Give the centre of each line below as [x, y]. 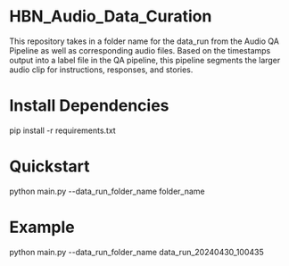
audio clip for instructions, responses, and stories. [101, 70]
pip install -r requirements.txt [62, 130]
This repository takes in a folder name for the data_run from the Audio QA [144, 41]
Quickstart [50, 166]
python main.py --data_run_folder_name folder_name [107, 191]
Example [42, 227]
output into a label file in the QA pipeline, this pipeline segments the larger [145, 60]
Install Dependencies [89, 106]
